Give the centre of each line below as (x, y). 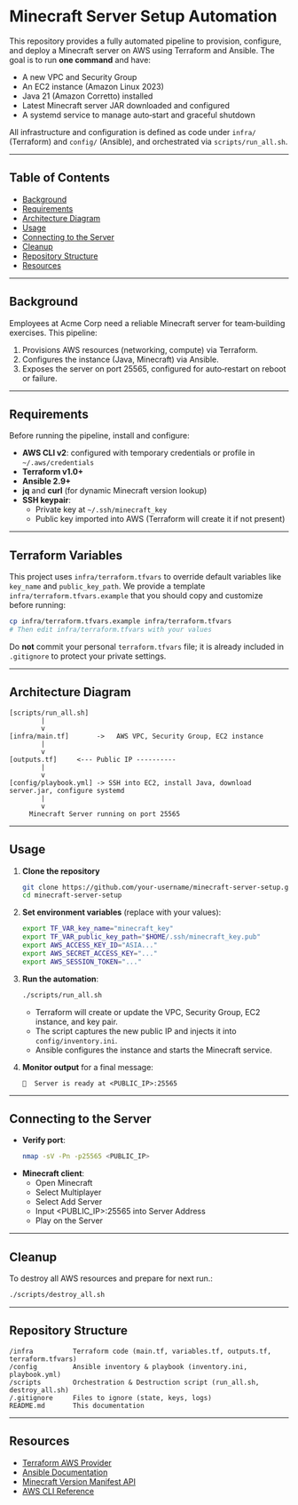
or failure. (39, 378)
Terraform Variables (66, 555)
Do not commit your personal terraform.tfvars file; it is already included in (146, 646)
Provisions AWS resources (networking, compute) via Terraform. (140, 349)
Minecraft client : (53, 1173)
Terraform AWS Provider (67, 1462)
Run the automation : (60, 979)
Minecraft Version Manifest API (78, 1481)
